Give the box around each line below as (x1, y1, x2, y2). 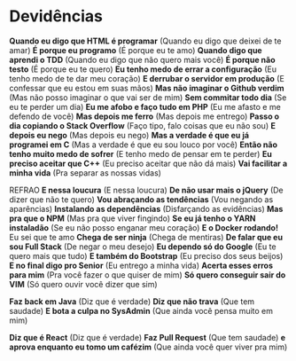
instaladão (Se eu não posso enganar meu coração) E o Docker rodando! (9, 222, 279, 232)
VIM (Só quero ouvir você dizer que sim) (9, 279, 158, 289)
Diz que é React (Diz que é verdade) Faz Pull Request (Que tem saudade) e (9, 332, 286, 342)
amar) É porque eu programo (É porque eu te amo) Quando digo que (9, 44, 263, 55)
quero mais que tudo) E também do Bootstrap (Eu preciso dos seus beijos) (9, 250, 284, 261)
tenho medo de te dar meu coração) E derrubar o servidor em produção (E (9, 73, 285, 83)
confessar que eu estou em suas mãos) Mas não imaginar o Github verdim (9, 82, 285, 93)
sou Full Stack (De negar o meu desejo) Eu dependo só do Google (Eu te (9, 241, 277, 252)
